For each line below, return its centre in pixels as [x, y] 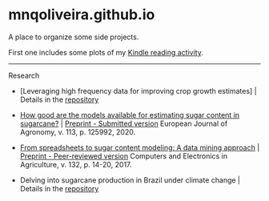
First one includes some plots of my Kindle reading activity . [106, 52]
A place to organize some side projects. [74, 37]
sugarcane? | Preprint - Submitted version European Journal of [124, 123]
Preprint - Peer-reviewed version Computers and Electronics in [124, 156]
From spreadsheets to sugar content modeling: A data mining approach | [140, 147]
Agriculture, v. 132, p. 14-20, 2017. [76, 164]
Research [24, 75]
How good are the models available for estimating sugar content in [130, 115]
